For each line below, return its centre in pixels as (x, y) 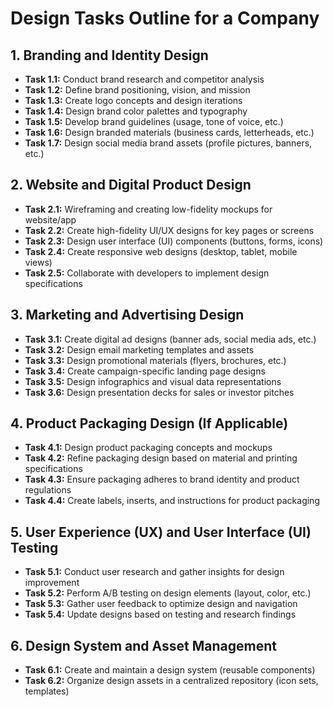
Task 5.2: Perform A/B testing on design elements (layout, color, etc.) (168, 593)
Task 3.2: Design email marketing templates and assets (139, 349)
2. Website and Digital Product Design (131, 185)
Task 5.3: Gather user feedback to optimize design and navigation (161, 604)
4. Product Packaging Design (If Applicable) (149, 423)
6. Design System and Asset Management (143, 645)
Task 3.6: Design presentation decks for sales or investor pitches (159, 392)
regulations (48, 490)
